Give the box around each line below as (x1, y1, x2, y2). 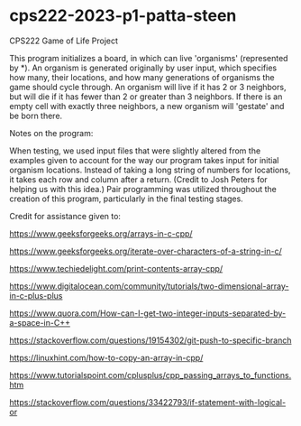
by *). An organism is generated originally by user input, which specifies (9, 62, 278, 73)
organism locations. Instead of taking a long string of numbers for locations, (9, 164, 291, 175)
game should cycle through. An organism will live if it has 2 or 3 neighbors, (9, 81, 287, 92)
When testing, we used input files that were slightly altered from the (9, 145, 261, 156)
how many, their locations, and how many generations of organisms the (9, 71, 275, 82)
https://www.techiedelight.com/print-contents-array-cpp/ (9, 263, 223, 273)
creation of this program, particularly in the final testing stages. (9, 193, 243, 204)
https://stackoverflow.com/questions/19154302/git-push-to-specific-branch (9, 335, 292, 346)
